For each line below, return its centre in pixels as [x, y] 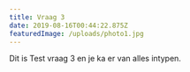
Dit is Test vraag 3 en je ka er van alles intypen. [95, 59]
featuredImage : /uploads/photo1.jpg [76, 33]
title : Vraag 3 [37, 17]
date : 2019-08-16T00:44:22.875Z [68, 25]
